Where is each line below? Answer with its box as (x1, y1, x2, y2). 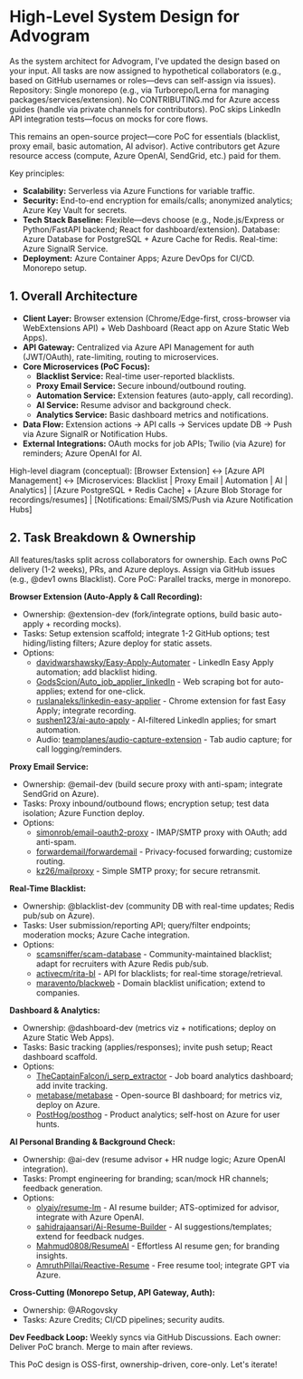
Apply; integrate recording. (35, 704, 137, 715)
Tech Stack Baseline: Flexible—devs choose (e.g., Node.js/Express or (22, 214, 285, 225)
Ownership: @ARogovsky (22, 1304, 118, 1316)
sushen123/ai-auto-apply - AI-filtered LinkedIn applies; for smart (35, 714, 277, 725)
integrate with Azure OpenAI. (35, 1211, 145, 1222)
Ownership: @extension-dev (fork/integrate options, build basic (22, 608, 260, 619)
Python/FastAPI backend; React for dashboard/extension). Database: (22, 224, 280, 235)
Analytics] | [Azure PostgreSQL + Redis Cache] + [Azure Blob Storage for (9, 484, 283, 495)
